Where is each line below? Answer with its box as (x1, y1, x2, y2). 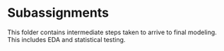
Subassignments (7, 5, 110, 21)
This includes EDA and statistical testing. (7, 35, 126, 43)
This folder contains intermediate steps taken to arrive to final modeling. (7, 28, 217, 36)
